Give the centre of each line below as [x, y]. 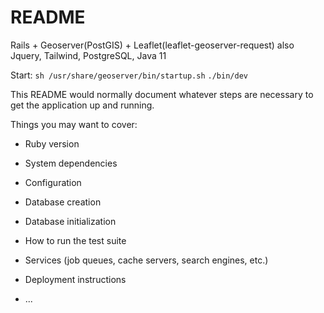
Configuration [53, 182]
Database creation [63, 202]
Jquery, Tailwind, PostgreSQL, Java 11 [88, 55]
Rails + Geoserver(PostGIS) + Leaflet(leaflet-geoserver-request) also [152, 45]
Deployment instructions [75, 279]
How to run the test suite [75, 240]
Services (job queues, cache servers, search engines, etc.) [146, 260]
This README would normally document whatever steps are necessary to [162, 94]
